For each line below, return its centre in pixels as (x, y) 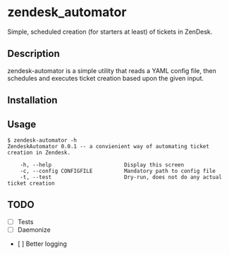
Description (33, 54)
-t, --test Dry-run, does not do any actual (121, 177)
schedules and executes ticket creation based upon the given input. (106, 78)
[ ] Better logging (42, 244)
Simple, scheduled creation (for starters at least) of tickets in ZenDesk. (110, 32)
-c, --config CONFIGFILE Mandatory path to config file (118, 171)
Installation (32, 100)
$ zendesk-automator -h (42, 140)
